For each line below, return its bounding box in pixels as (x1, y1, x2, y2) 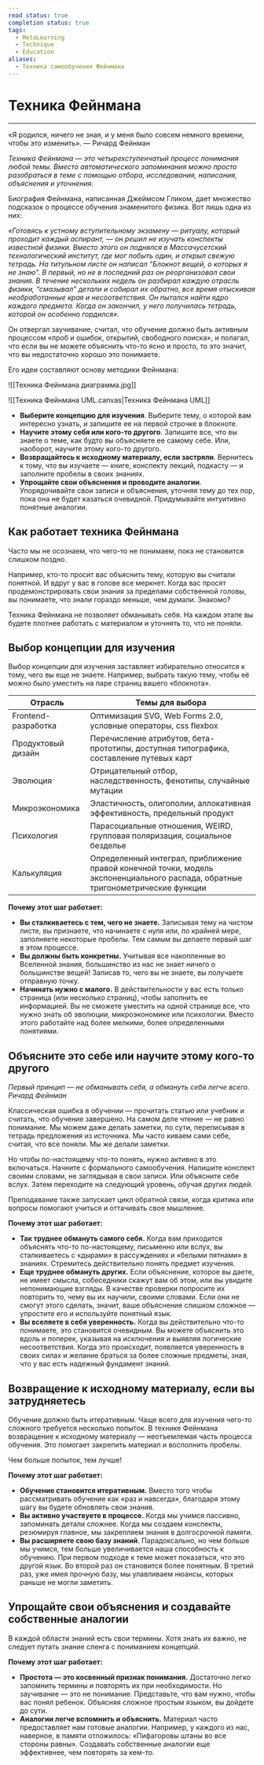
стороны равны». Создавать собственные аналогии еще (19, 1739, 211, 1748)
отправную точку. (19, 976, 80, 986)
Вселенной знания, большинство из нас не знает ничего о (19, 960, 216, 969)
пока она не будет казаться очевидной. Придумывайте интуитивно (19, 494, 246, 503)
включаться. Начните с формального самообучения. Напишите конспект (8, 1163, 255, 1172)
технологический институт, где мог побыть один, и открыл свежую (8, 251, 236, 260)
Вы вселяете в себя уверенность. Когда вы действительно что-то (19, 1318, 245, 1327)
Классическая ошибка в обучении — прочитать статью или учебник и (8, 1106, 245, 1116)
